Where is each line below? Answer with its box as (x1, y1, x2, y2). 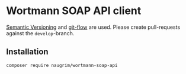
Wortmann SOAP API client (6, 4, 142, 18)
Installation (6, 47, 49, 57)
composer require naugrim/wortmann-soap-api (6, 62, 118, 68)
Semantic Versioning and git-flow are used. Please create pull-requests (6, 23, 181, 31)
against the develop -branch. (6, 29, 75, 36)
